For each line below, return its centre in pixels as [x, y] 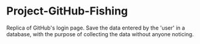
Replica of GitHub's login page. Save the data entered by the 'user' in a [96, 28]
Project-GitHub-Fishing [67, 11]
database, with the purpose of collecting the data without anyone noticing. [100, 34]
